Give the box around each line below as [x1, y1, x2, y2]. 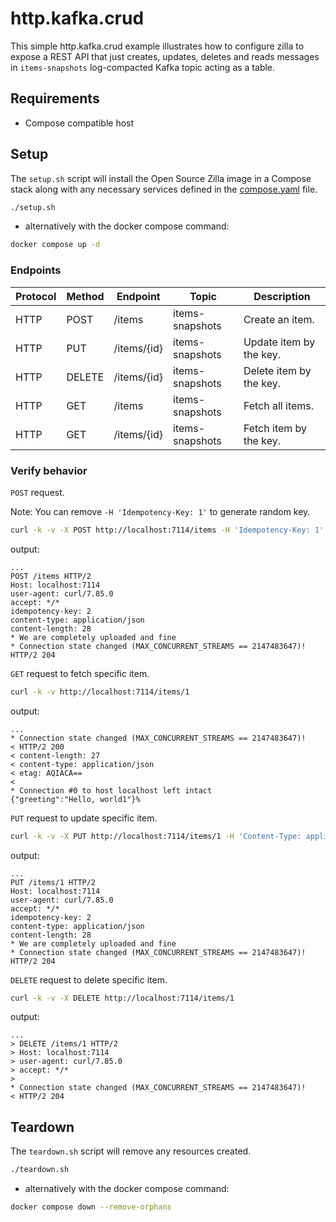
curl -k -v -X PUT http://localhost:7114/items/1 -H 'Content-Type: [10, 831, 302, 841]
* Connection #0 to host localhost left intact [10, 785, 213, 796]
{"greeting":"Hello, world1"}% [10, 794, 141, 804]
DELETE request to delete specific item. [10, 973, 168, 986]
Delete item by [243, 363, 312, 377]
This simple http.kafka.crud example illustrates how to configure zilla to [10, 40, 305, 52]
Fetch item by [243, 421, 308, 435]
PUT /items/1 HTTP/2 [10, 877, 97, 887]
